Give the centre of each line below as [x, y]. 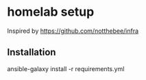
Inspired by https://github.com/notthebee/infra [73, 31]
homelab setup [51, 12]
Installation [32, 52]
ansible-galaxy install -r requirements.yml [66, 68]
